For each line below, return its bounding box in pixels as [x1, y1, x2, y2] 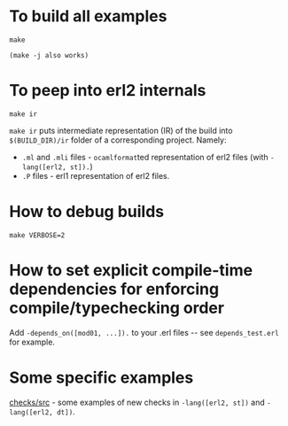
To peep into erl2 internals [9, 81, 206, 101]
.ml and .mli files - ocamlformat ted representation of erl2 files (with [21, 151, 269, 162]
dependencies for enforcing [9, 279, 220, 298]
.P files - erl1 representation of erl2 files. [21, 170, 170, 181]
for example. [9, 337, 56, 347]
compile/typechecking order [9, 298, 224, 318]
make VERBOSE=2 [9, 230, 66, 240]
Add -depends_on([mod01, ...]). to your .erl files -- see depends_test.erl [9, 327, 279, 337]
